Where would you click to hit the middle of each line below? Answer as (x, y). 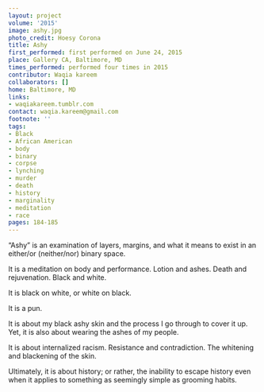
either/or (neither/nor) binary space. (67, 254)
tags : (17, 126)
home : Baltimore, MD (42, 89)
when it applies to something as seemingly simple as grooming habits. (123, 380)
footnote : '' (30, 119)
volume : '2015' (33, 23)
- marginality (32, 200)
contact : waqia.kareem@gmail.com (63, 112)
